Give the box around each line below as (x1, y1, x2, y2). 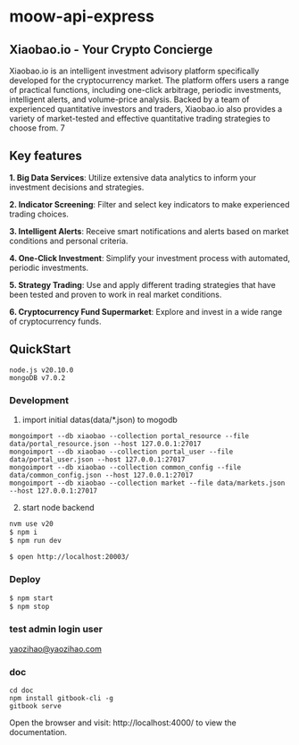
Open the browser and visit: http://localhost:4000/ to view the (9, 717, 237, 728)
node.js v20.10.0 (9, 365, 74, 375)
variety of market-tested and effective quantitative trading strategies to (9, 114, 270, 123)
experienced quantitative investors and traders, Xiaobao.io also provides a (9, 104, 283, 114)
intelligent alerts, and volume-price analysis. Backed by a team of (9, 94, 250, 105)
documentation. (9, 727, 68, 738)
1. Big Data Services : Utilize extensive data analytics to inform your (9, 172, 257, 182)
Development (9, 394, 70, 406)
